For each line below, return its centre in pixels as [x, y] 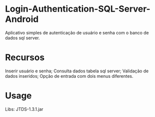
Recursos [25, 58]
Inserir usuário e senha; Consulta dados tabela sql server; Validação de [77, 71]
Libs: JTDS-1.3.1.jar [24, 109]
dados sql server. [22, 38]
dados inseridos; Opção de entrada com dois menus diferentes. [69, 76]
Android [22, 19]
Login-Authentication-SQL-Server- [78, 9]
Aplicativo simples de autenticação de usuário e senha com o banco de [77, 33]
